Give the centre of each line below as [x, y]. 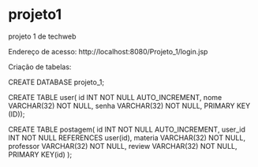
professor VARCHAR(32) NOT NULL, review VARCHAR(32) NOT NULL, [123, 146]
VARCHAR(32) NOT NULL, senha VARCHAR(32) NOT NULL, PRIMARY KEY [129, 106]
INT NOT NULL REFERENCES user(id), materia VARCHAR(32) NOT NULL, [127, 137]
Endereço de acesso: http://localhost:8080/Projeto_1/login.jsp [108, 51]
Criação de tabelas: [40, 67]
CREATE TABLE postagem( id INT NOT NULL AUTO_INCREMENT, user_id [127, 129]
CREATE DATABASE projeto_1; [56, 82]
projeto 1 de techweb [42, 36]
